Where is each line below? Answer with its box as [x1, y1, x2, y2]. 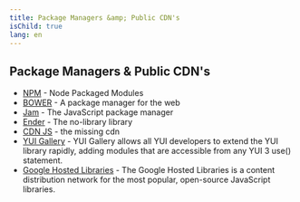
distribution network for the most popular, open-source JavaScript [22, 174, 271, 186]
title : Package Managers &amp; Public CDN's [9, 13, 180, 23]
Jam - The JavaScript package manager [22, 107, 174, 118]
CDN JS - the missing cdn [22, 126, 121, 137]
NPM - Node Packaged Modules [22, 88, 144, 99]
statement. [22, 155, 63, 166]
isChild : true [9, 22, 63, 31]
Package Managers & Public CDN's [9, 63, 211, 79]
